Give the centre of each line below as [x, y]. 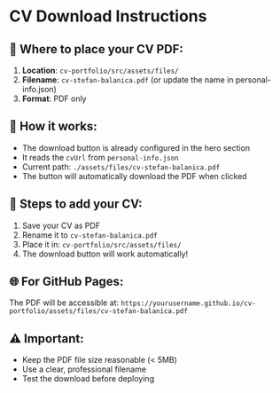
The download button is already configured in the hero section [136, 147]
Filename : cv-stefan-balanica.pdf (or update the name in [128, 80]
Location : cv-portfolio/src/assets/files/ [100, 70]
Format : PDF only [54, 98]
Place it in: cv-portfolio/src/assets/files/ [101, 244]
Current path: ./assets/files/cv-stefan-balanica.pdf [121, 167]
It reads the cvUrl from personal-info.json [100, 157]
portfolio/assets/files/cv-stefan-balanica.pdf [99, 311]
